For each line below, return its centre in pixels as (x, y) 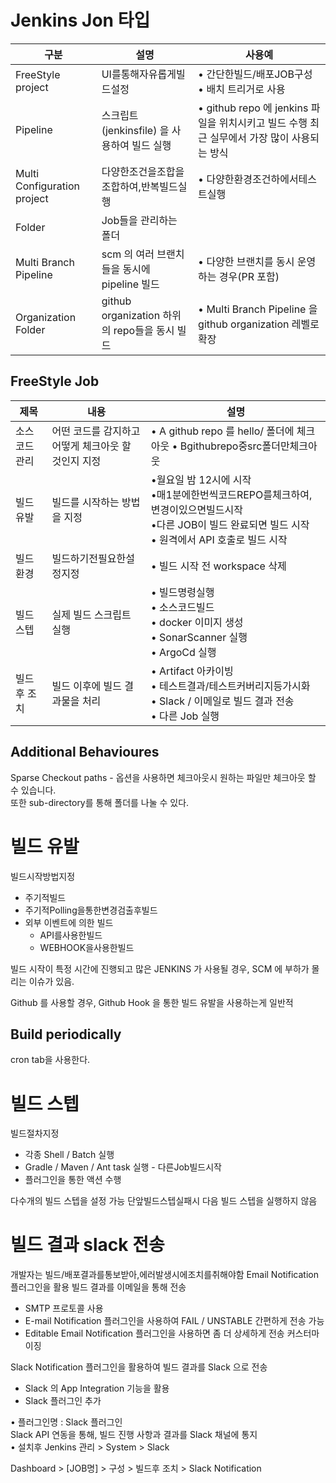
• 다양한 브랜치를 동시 (246, 261)
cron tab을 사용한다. (50, 1060)
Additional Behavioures (85, 752)
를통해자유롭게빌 (148, 74)
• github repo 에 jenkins (253, 108)
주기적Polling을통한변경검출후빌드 (91, 910)
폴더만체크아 (289, 446)
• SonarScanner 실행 (199, 637)
